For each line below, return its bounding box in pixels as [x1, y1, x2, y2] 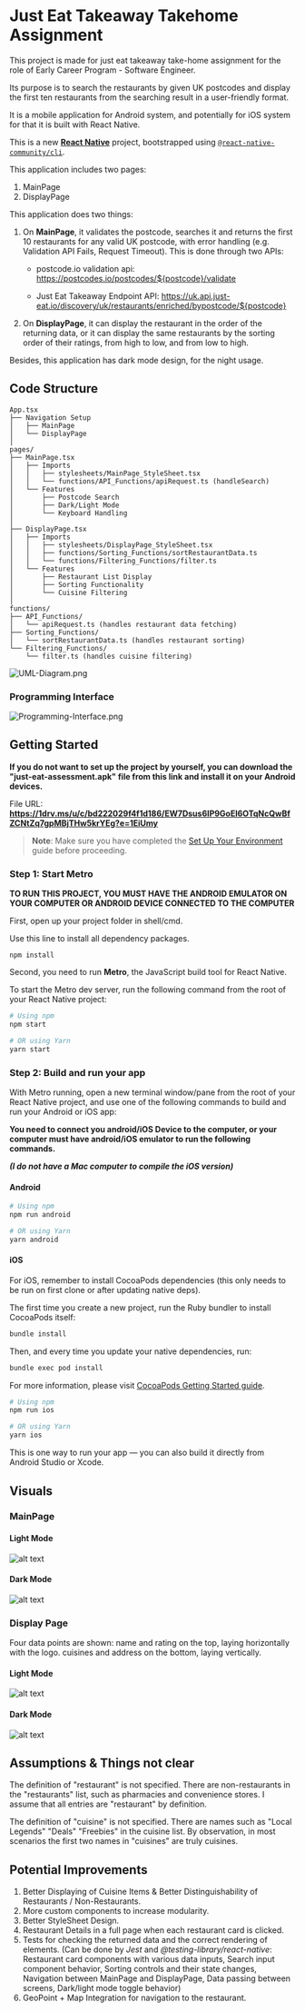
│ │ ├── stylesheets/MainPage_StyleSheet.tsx [9, 469, 202, 478]
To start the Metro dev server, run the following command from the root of [9, 984, 287, 995]
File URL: [9, 798, 44, 809]
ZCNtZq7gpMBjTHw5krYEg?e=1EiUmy [9, 817, 159, 828]
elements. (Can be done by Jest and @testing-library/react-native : [22, 1944, 272, 1955]
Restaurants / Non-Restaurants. [22, 1896, 142, 1907]
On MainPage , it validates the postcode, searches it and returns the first [22, 226, 293, 237]
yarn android [9, 1235, 59, 1244]
